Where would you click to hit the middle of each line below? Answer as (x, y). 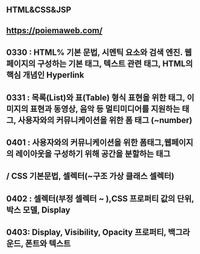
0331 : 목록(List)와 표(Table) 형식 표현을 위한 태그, (96, 97)
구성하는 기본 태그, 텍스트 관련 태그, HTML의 (115, 64)
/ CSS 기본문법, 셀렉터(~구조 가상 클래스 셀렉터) (90, 176)
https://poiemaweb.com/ (55, 30)
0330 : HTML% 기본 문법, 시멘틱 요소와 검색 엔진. (94, 53)
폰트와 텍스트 (48, 244)
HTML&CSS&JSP (39, 10)
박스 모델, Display (38, 210)
